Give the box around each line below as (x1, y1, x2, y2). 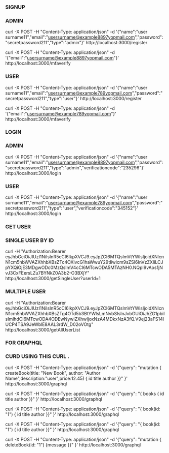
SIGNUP (5, 4, 25, 11)
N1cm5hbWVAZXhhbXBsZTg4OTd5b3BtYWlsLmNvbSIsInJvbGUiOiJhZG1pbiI (5, 310, 165, 316)
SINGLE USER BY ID (5, 236, 54, 244)
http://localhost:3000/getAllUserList (5, 326, 80, 333)
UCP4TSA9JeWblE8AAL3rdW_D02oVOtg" (5, 321, 94, 327)
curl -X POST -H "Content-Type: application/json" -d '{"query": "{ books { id (5, 390, 164, 397)
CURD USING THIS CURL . (5, 353, 70, 360)
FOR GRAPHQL (5, 339, 43, 346)
